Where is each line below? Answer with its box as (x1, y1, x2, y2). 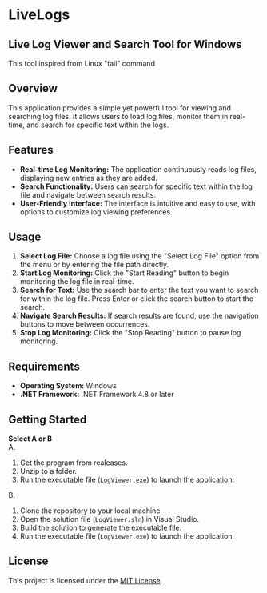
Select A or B (8, 434, 52, 443)
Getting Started (8, 412, 87, 426)
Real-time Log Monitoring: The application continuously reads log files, (19, 164, 257, 174)
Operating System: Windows (19, 381, 118, 391)
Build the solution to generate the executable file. (19, 523, 182, 533)
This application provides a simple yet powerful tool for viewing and (8, 102, 232, 113)
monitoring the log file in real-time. (19, 277, 134, 286)
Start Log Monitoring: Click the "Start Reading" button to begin (19, 268, 229, 278)
